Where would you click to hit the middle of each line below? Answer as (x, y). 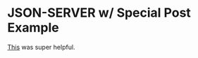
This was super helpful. (41, 47)
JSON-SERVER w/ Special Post (99, 13)
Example (33, 28)
